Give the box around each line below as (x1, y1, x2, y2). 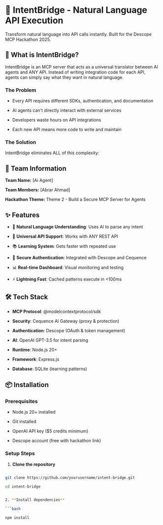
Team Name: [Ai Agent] (5, 177, 54, 183)
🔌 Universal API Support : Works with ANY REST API (12, 233, 118, 239)
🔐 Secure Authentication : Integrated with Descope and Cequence (12, 254, 147, 260)
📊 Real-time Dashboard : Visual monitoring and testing (12, 264, 124, 270)
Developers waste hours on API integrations (12, 117, 102, 123)
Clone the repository (12, 461, 55, 467)
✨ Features (5, 210, 40, 219)
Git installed (12, 419, 37, 424)
